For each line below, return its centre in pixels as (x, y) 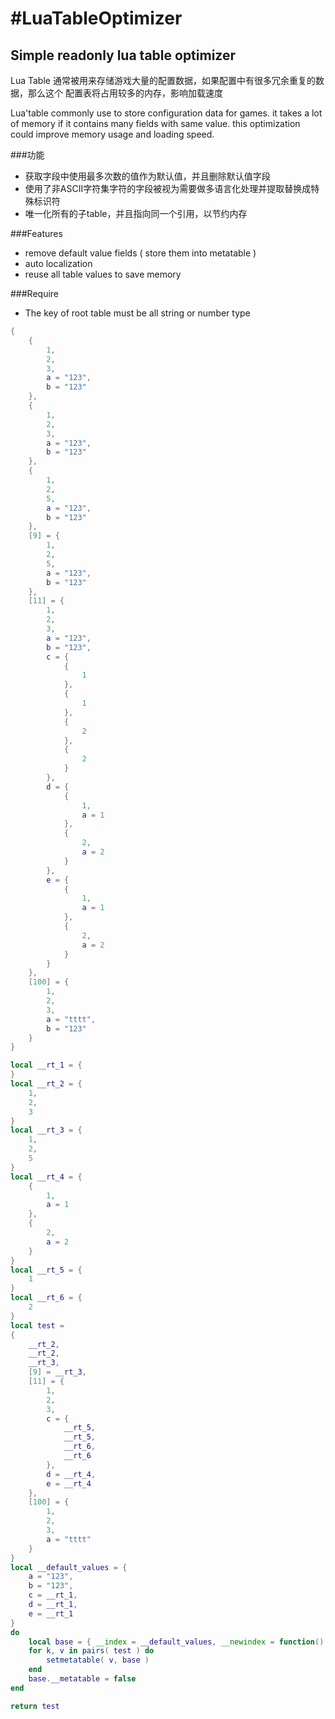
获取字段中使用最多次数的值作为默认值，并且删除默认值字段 (147, 176)
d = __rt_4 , (71, 1474)
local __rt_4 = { (46, 1177)
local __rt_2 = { (46, 1084)
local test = (37, 1325)
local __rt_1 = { (46, 1065)
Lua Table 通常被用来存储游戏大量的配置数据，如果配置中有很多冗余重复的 (163, 80)
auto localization (58, 263)
